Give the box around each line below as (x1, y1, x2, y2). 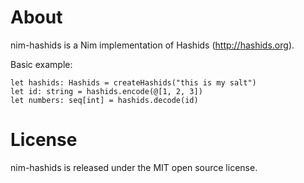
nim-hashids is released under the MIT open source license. (10, 161, 258, 173)
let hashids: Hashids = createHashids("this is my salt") (10, 77, 257, 88)
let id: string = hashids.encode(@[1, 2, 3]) (10, 86, 203, 96)
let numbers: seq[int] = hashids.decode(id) (10, 95, 199, 105)
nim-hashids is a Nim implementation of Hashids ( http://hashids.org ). (10, 39, 295, 51)
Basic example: (10, 58, 73, 70)
